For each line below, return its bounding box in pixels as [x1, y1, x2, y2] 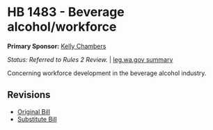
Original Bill [17, 107, 51, 115]
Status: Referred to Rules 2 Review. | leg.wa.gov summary [7, 55, 173, 63]
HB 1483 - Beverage [7, 4, 125, 20]
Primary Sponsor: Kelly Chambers [7, 42, 106, 50]
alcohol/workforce [7, 19, 117, 35]
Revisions [7, 89, 51, 101]
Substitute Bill [17, 115, 57, 123]
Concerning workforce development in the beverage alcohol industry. [7, 69, 207, 77]
